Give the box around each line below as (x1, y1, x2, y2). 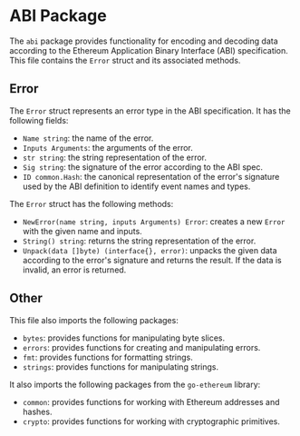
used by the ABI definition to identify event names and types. (22, 181, 251, 192)
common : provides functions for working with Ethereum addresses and (22, 396, 280, 407)
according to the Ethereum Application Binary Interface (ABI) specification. (9, 45, 288, 55)
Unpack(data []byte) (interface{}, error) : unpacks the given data (22, 244, 278, 255)
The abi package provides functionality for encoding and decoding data (9, 35, 278, 46)
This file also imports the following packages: (9, 314, 179, 325)
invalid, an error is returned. (22, 264, 127, 275)
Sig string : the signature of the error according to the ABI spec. (22, 161, 264, 173)
